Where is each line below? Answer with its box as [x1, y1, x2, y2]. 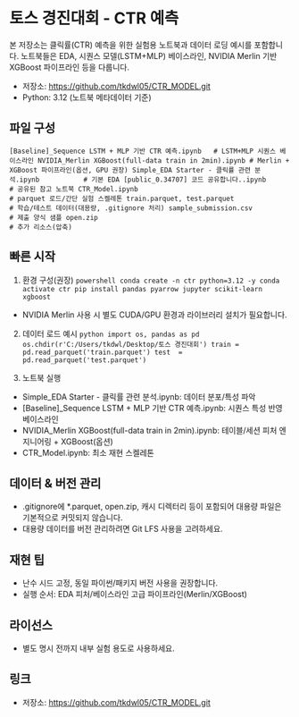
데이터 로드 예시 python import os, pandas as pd [21, 328, 200, 339]
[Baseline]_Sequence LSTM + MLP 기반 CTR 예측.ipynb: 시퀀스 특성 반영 [21, 402, 283, 413]
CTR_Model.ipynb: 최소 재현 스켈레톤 [21, 447, 154, 458]
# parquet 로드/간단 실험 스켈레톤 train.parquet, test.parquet [9, 194, 235, 203]
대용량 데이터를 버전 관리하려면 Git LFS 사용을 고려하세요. [21, 524, 223, 535]
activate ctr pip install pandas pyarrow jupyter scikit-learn [21, 284, 263, 293]
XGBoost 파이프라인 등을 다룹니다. [9, 62, 129, 72]
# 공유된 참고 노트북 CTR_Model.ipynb [9, 184, 138, 193]
